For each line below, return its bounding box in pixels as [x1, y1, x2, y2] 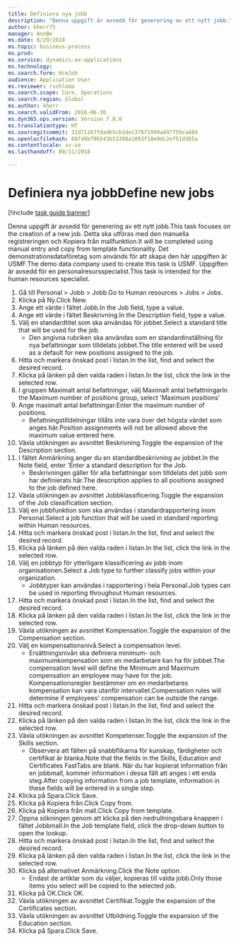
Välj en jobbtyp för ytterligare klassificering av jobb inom [18, 558, 183, 567]
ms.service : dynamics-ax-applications [8, 57, 122, 64]
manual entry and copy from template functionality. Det [8, 245, 169, 253]
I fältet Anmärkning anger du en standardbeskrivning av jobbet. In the [18, 453, 220, 461]
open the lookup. [18, 828, 68, 837]
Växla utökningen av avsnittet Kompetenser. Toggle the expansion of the [18, 731, 227, 739]
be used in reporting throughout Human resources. [28, 588, 177, 597]
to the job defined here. [28, 483, 97, 492]
